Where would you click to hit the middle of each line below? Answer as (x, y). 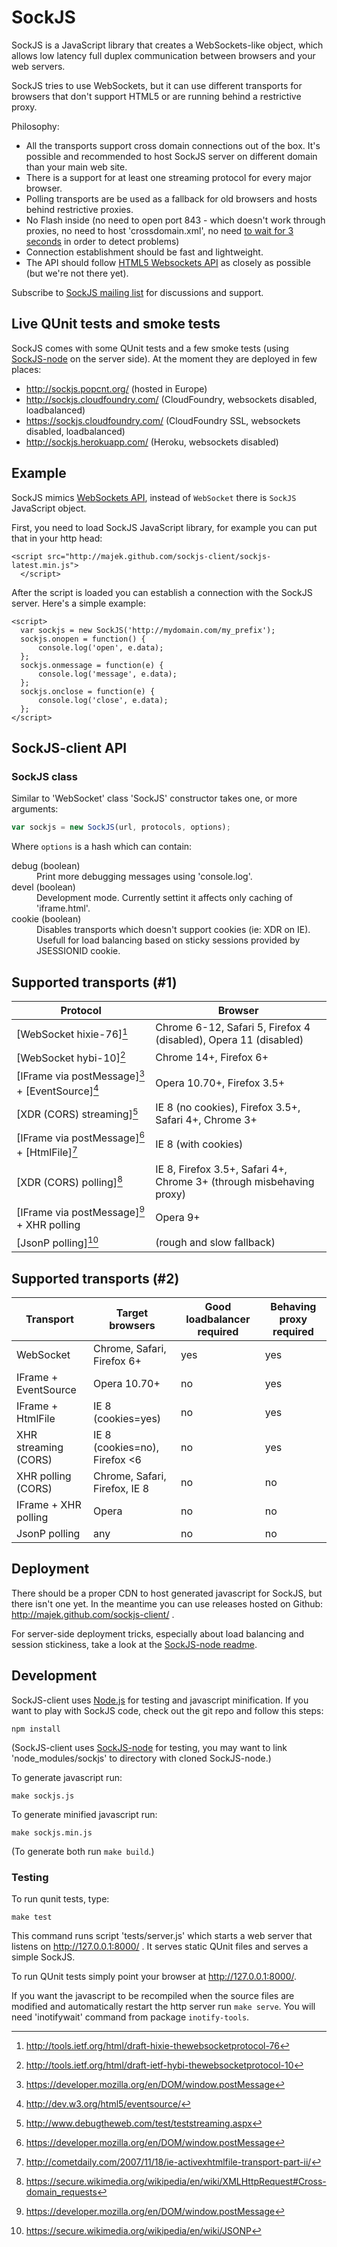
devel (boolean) (43, 887)
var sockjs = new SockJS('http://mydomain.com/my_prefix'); (148, 630)
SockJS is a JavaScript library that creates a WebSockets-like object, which (167, 45)
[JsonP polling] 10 (57, 1242)
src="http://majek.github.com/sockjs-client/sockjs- (159, 556)
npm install (36, 1729)
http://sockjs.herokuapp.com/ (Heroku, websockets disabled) (152, 442)
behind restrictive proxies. (79, 209)
